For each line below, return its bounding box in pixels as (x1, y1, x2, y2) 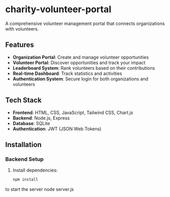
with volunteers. (5, 25, 39, 32)
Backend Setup (5, 155, 44, 162)
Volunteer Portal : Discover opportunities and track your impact (12, 60, 146, 66)
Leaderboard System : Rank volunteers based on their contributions (12, 65, 155, 71)
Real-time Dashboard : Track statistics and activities (12, 70, 122, 76)
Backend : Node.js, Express (12, 115, 70, 121)
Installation (5, 140, 42, 149)
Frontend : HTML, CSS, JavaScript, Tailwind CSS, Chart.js (12, 109, 133, 116)
